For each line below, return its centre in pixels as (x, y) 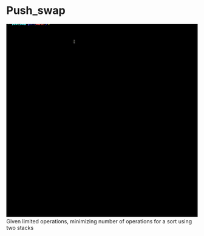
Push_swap (36, 11)
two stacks (20, 228)
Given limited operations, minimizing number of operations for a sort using (99, 221)
